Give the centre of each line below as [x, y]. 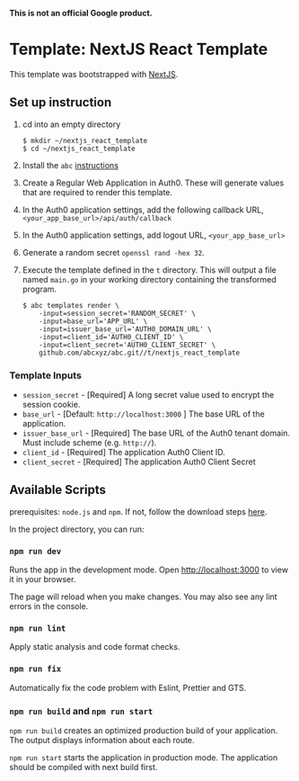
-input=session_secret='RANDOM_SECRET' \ [117, 313]
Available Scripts [57, 490]
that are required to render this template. [97, 192]
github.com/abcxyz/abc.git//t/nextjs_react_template [140, 353]
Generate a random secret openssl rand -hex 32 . [113, 252]
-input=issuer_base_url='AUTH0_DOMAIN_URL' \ [126, 329]
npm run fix [35, 669]
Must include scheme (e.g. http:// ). [89, 443]
